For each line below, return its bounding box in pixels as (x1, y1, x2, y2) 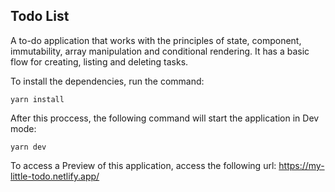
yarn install (10, 94, 65, 104)
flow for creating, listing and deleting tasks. (10, 55, 189, 68)
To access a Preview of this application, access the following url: (10, 159, 277, 171)
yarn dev (10, 142, 47, 152)
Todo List (10, 8, 70, 25)
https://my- (278, 159, 325, 171)
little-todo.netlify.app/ (10, 170, 100, 182)
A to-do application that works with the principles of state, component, (10, 34, 302, 46)
